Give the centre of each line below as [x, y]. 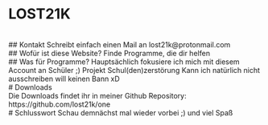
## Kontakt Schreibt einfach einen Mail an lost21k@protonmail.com [120, 44]
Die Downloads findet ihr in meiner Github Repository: [97, 95]
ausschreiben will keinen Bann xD [64, 79]
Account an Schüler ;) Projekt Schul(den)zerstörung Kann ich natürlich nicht [134, 70]
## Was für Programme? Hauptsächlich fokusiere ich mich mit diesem [124, 62]
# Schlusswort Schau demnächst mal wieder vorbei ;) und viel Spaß [121, 112]
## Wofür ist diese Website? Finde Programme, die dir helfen [109, 53]
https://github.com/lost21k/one [60, 104]
